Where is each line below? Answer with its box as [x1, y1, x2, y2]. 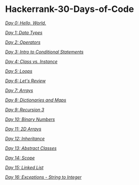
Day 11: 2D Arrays [5, 126, 42, 132]
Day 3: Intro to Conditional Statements [5, 49, 84, 55]
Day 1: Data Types [5, 29, 43, 35]
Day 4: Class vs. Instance [5, 58, 58, 64]
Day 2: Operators [5, 39, 41, 45]
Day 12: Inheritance [5, 135, 45, 141]
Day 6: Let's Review [5, 78, 46, 84]
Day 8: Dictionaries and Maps [5, 97, 67, 103]
